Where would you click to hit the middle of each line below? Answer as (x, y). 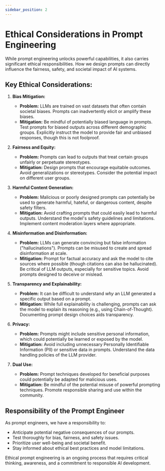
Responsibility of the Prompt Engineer (65, 411)
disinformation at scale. (43, 253)
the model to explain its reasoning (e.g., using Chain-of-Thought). (86, 309)
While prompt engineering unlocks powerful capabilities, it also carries (77, 59)
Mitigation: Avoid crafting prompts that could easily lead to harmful (88, 213)
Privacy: (21, 324)
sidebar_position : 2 (26, 10)
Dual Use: (22, 364)
